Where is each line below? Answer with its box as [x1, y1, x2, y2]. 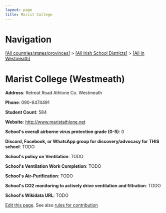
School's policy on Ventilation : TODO [5, 154, 84, 160]
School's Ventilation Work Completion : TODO [5, 163, 101, 169]
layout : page [5, 7, 32, 13]
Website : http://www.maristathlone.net [5, 119, 86, 125]
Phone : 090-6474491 [5, 99, 50, 105]
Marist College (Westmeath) [5, 73, 125, 84]
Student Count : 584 [5, 109, 47, 116]
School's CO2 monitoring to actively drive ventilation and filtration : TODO [5, 183, 161, 189]
